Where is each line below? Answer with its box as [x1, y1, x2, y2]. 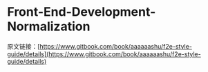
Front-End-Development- [7, 4, 156, 20]
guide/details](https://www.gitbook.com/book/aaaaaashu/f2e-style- [7, 49, 202, 58]
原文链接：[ [7, 42, 40, 50]
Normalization [7, 19, 91, 34]
